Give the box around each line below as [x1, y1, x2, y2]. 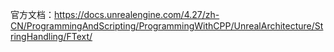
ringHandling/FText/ [10, 31, 93, 42]
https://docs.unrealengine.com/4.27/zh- [54, 9, 220, 20]
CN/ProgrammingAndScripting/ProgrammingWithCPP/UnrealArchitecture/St [10, 20, 324, 32]
